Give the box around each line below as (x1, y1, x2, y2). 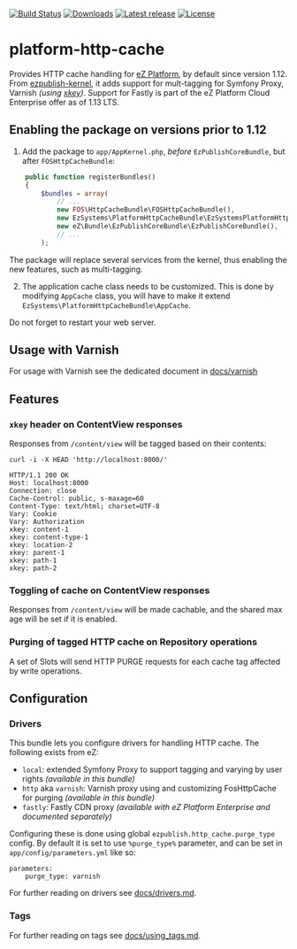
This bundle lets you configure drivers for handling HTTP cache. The (9, 737, 259, 748)
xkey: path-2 (9, 564, 57, 573)
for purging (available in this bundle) (21, 792, 156, 803)
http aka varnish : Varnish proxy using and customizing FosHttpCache (21, 783, 277, 794)
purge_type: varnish (25, 872, 101, 881)
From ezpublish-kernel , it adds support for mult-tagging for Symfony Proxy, (9, 78, 285, 89)
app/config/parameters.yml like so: (9, 847, 136, 858)
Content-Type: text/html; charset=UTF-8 (9, 502, 161, 511)
